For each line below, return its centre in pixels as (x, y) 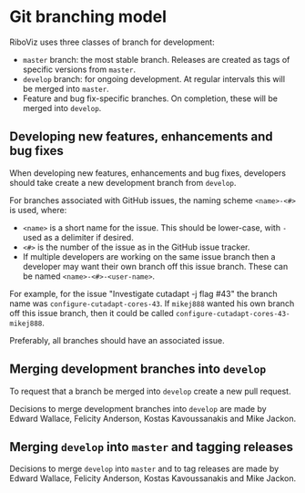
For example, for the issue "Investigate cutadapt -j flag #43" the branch (143, 293)
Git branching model (88, 17)
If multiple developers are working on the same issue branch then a (149, 256)
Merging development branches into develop (138, 370)
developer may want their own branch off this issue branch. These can (155, 266)
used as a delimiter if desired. (78, 237)
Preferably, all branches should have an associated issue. (117, 340)
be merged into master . (66, 88)
